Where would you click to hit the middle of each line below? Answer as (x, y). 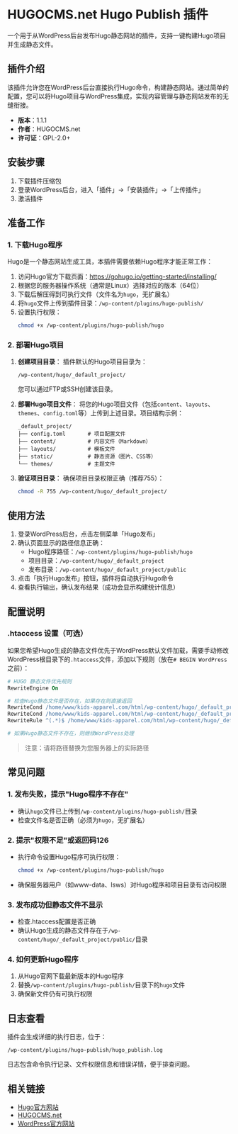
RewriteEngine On (33, 688)
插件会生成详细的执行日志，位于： (57, 1037)
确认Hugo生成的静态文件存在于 (63, 931)
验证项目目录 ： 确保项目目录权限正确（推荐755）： (91, 478)
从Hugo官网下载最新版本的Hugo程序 (71, 976)
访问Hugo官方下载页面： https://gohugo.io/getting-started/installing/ (117, 276)
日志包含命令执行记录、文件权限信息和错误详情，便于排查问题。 (100, 1065)
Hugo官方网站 (38, 1107)
